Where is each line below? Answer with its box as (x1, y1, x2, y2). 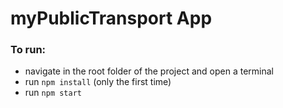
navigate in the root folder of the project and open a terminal (24, 65, 274, 77)
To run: (10, 43, 47, 57)
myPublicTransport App (10, 7, 213, 30)
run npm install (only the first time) (24, 76, 172, 88)
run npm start (24, 87, 82, 99)
